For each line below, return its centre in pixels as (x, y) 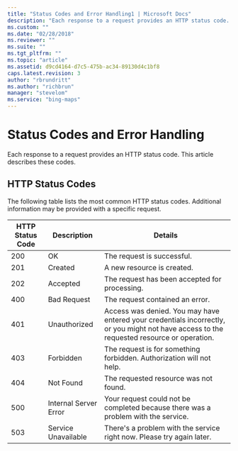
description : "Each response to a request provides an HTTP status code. (119, 21)
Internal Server (73, 403)
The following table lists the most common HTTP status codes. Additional (114, 201)
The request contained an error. (157, 299)
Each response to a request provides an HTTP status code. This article (110, 154)
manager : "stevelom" (38, 93)
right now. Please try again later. (158, 437)
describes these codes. (42, 162)
